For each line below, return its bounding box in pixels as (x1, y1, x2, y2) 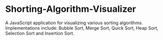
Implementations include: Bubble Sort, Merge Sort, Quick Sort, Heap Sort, (5, 25, 158, 31)
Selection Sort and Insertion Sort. (5, 30, 75, 36)
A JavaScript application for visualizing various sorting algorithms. (5, 20, 143, 26)
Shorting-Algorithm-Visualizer (5, 3, 136, 15)
